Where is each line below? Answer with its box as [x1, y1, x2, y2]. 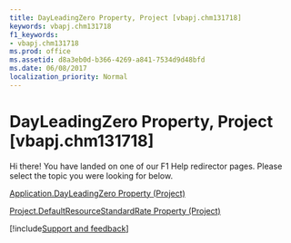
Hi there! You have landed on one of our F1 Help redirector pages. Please [9, 160, 283, 171]
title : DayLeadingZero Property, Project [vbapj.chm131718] [9, 13, 243, 23]
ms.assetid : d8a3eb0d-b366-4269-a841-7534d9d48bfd [9, 55, 206, 64]
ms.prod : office [9, 47, 71, 56]
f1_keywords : [9, 30, 59, 39]
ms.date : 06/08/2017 [9, 64, 88, 73]
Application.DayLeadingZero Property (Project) [9, 188, 186, 199]
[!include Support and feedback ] [9, 223, 129, 234]
